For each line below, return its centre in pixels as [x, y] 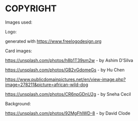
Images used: [19, 22]
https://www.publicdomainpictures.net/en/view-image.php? [66, 79]
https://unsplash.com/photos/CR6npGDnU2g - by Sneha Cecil [68, 94]
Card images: [19, 51]
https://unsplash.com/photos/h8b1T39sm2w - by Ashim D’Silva [69, 60]
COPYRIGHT [31, 9]
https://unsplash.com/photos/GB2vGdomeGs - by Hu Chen [65, 70]
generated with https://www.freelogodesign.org [53, 41]
